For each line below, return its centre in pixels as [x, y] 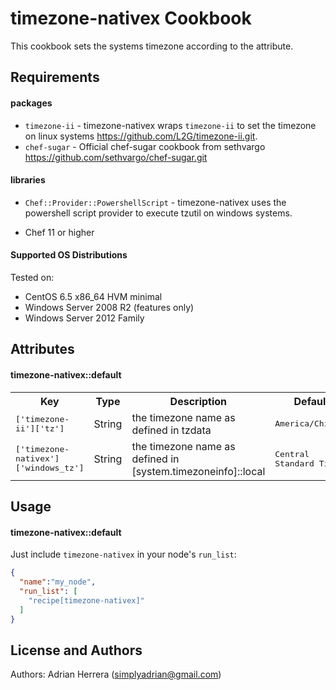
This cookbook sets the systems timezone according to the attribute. [152, 46]
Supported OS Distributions [69, 255]
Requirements [55, 77]
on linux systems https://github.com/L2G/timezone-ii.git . [141, 136]
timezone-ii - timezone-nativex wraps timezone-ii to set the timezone [170, 125]
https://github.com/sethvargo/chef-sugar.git [116, 157]
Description [198, 401]
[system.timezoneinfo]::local [198, 471]
